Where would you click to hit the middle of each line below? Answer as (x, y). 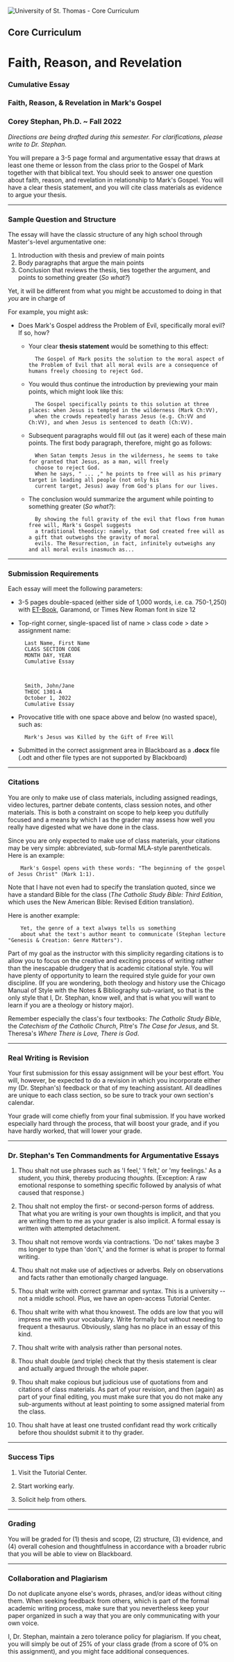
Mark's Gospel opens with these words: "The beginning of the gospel (123, 868)
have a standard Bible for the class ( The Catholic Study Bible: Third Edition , (116, 894)
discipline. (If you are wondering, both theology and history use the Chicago (117, 982)
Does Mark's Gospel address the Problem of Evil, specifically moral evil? (121, 326)
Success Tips (31, 1457)
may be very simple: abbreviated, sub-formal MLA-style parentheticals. (110, 848)
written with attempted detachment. (69, 1228)
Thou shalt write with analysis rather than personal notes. (100, 1348)
